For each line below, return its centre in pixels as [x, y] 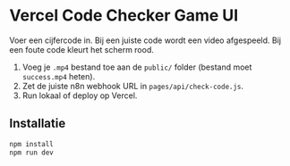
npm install [31, 144]
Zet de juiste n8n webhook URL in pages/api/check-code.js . [133, 86]
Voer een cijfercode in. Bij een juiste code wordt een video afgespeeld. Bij [145, 40]
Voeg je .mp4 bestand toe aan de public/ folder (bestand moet [137, 67]
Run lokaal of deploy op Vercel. [80, 95]
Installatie [38, 124]
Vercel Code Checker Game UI [124, 16]
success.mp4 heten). [59, 76]
